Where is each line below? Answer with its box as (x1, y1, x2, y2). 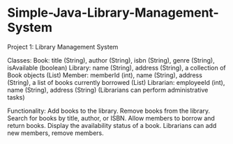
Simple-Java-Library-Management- (7, 5, 220, 21)
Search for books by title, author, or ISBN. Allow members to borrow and (7, 113, 215, 122)
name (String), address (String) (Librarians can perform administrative (7, 86, 209, 94)
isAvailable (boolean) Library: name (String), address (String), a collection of (7, 63, 227, 72)
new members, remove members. (7, 129, 105, 137)
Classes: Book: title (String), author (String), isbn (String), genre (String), (7, 56, 215, 64)
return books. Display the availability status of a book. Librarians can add (7, 121, 217, 129)
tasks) (7, 93, 26, 102)
